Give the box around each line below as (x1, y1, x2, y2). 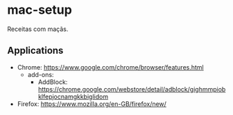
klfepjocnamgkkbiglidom (37, 92, 109, 101)
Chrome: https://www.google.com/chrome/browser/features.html (17, 63, 204, 71)
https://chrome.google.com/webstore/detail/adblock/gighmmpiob (37, 85, 226, 93)
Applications (7, 45, 64, 56)
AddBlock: (37, 78, 68, 86)
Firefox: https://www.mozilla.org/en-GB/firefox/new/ (17, 99, 166, 108)
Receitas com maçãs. (7, 25, 69, 33)
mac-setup (7, 2, 73, 18)
